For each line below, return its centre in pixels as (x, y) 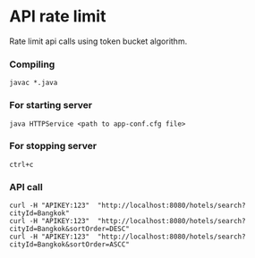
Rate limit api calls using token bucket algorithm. (98, 41)
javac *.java (34, 83)
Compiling (32, 64)
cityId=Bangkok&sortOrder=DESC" (69, 229)
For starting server (51, 105)
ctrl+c (21, 164)
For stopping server (53, 146)
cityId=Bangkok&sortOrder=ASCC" (69, 245)
